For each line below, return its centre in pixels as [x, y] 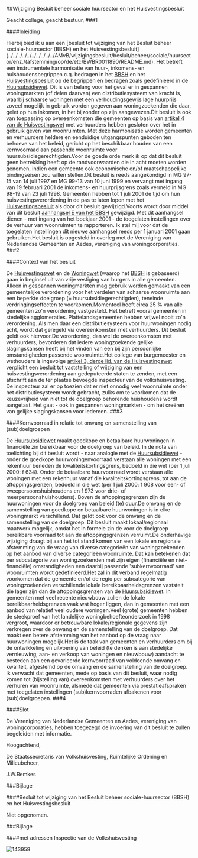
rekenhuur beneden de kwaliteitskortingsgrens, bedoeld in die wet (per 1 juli [98, 466]
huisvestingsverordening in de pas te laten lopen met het [75, 200]
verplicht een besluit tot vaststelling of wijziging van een [74, 367]
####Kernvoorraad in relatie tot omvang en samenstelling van [82, 423]
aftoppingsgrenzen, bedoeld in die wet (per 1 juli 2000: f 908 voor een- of [96, 485]
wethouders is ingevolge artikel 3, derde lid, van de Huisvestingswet [89, 361]
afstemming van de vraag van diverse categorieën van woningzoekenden [95, 547]
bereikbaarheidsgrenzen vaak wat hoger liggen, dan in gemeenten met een [98, 604]
